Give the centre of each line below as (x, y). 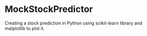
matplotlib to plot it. (25, 28)
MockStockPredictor (49, 9)
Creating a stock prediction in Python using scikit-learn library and (73, 23)
